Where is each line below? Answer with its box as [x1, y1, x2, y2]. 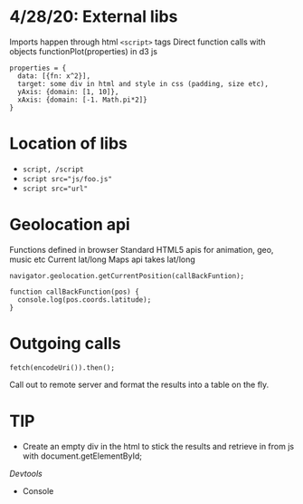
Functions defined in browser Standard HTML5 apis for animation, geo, [9, 244, 274, 255]
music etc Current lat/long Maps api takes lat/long [9, 254, 196, 265]
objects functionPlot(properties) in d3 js [9, 45, 158, 56]
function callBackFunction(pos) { [9, 287, 140, 296]
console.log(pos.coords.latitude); [17, 295, 152, 305]
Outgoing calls [9, 334, 122, 354]
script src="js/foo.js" [22, 174, 113, 183]
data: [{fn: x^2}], [17, 71, 91, 81]
